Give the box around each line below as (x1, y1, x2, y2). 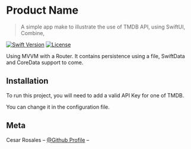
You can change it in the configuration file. (6, 103, 110, 110)
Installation (6, 76, 49, 86)
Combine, (20, 29, 45, 36)
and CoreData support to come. (6, 59, 84, 66)
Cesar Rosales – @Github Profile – (6, 136, 90, 143)
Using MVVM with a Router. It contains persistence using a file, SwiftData (6, 52, 185, 59)
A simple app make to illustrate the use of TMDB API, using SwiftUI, (20, 23, 186, 30)
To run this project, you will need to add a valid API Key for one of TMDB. (6, 91, 184, 99)
